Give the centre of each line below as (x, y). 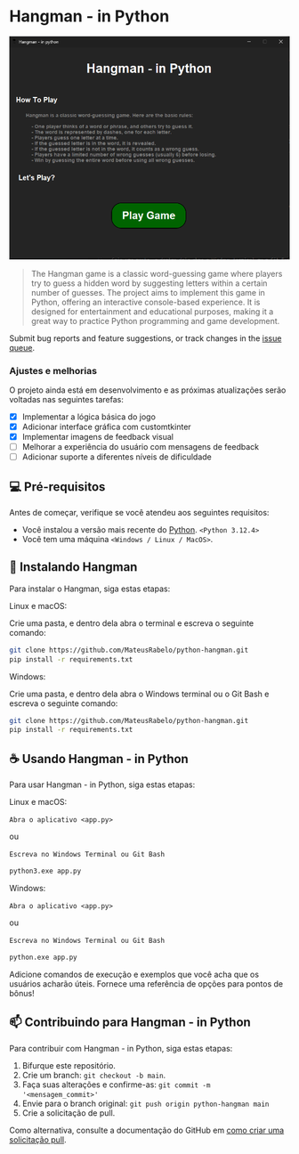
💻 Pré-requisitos (57, 487)
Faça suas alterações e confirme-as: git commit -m (116, 1085)
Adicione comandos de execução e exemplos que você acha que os (134, 974)
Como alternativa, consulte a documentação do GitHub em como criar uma (147, 1130)
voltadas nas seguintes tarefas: (67, 399)
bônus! (22, 993)
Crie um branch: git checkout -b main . (94, 1075)
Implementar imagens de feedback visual (97, 437)
